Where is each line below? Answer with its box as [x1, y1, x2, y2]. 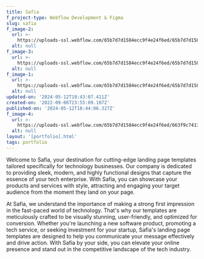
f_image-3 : [6, 49, 34, 55]
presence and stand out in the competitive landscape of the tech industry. [6, 245, 191, 253]
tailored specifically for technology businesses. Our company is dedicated [6, 162, 192, 169]
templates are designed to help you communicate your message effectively [6, 232, 195, 239]
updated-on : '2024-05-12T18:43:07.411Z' [6, 94, 110, 100]
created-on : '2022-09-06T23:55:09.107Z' [6, 99, 110, 105]
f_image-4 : [6, 111, 34, 117]
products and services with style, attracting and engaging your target [6, 182, 180, 189]
